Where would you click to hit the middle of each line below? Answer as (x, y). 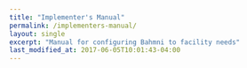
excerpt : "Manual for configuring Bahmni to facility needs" (125, 42)
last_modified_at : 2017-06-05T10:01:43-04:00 (95, 50)
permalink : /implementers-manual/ (73, 26)
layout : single (37, 34)
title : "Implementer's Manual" (67, 17)
